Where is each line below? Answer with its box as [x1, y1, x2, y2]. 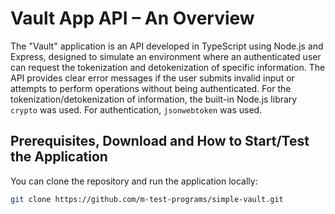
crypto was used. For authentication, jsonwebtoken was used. [10, 103, 263, 116]
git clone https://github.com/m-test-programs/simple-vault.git [10, 194, 284, 204]
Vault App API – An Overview [10, 7, 255, 30]
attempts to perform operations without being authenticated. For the [10, 82, 292, 94]
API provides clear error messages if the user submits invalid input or [10, 72, 295, 84]
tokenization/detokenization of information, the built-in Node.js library [10, 93, 298, 105]
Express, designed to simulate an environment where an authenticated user [10, 50, 322, 62]
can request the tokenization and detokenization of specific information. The [10, 61, 326, 73]
